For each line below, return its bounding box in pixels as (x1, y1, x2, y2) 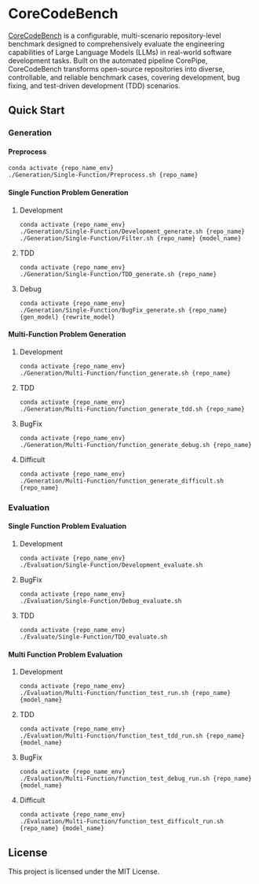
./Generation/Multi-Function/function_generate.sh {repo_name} (19, 369, 232, 377)
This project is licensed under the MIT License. (8, 867, 160, 876)
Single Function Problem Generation (8, 188, 129, 198)
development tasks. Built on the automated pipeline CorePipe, (8, 56, 208, 65)
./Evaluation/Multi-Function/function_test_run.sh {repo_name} (19, 690, 232, 697)
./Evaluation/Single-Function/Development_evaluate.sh (19, 560, 203, 569)
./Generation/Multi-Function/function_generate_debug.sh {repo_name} (19, 441, 253, 449)
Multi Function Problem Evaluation (8, 649, 123, 659)
